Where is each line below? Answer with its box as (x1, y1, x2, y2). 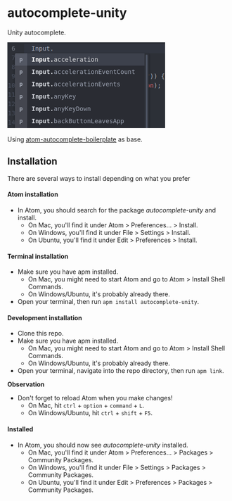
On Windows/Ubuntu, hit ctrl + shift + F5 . (27, 409, 153, 417)
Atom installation (7, 190, 58, 198)
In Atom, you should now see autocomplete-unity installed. (17, 440, 188, 449)
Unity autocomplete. (7, 28, 67, 37)
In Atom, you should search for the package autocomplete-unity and (17, 205, 217, 214)
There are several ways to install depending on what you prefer (7, 174, 191, 182)
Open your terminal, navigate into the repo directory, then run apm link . (17, 367, 224, 375)
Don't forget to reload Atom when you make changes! (17, 394, 173, 402)
